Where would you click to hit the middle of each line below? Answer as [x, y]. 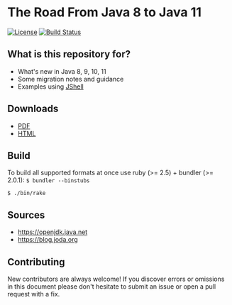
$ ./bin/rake [27, 193]
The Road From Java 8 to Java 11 [105, 12]
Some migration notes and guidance [71, 79]
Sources [26, 215]
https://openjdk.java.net [53, 232]
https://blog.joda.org [48, 240]
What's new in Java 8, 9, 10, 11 [62, 71]
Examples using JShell [50, 87]
